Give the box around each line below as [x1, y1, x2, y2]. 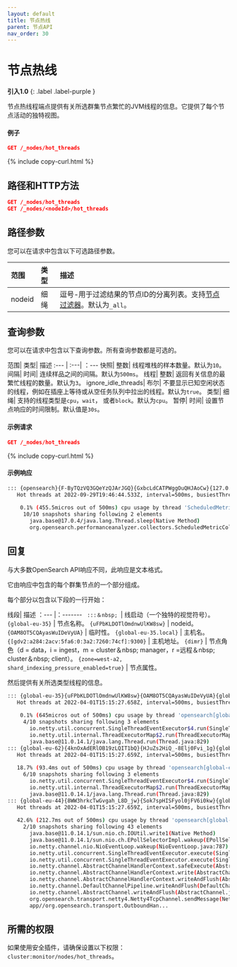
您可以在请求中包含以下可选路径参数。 [7, 246, 119, 255]
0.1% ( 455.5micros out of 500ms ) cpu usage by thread [20, 504, 181, 511]
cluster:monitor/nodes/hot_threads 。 [7, 952, 119, 961]
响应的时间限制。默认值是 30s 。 [13, 405, 104, 413]
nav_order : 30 [7, 30, 49, 37]
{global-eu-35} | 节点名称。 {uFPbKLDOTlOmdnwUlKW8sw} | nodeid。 [7, 619, 197, 628]
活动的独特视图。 [13, 111, 63, 120]
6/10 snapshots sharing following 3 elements [23, 771, 159, 778]
